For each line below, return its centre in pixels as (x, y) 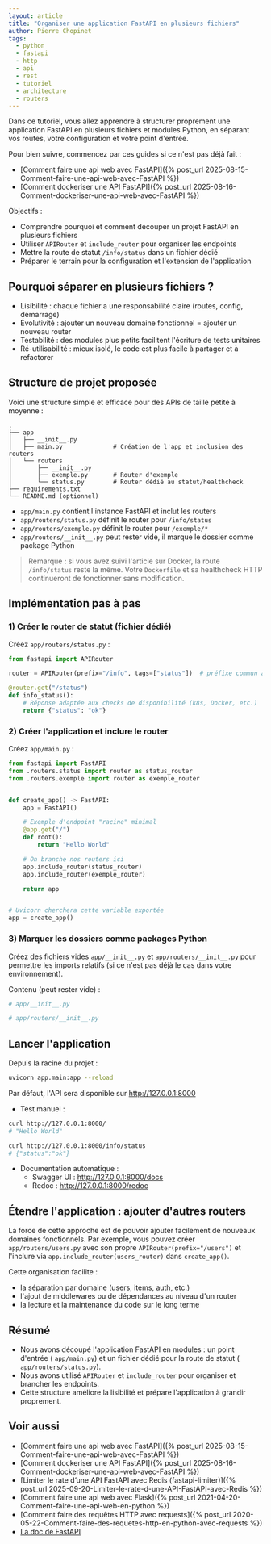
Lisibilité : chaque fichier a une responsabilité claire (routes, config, (131, 306)
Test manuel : (43, 1109)
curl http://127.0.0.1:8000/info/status (77, 1146)
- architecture (41, 91)
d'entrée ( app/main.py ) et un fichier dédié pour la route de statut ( (130, 1358)
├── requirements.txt (45, 489)
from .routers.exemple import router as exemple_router (104, 778)
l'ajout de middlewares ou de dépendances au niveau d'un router (128, 1296)
